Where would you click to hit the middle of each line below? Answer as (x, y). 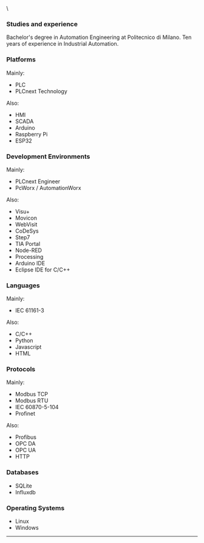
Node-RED (29, 250)
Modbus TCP (32, 394)
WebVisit (26, 224)
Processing (29, 256)
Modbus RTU (32, 401)
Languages (23, 286)
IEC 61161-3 (29, 310)
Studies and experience (42, 24)
